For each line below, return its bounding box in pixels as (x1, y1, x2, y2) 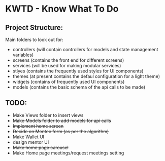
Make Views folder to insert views (12, 112, 84, 118)
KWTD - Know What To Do (5, 3, 119, 15)
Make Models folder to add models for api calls (12, 117, 111, 124)
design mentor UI (12, 139, 49, 145)
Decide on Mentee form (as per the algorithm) (12, 128, 109, 134)
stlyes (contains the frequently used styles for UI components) (12, 68, 144, 74)
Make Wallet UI (12, 134, 45, 140)
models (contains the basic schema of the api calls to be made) (12, 84, 146, 90)
